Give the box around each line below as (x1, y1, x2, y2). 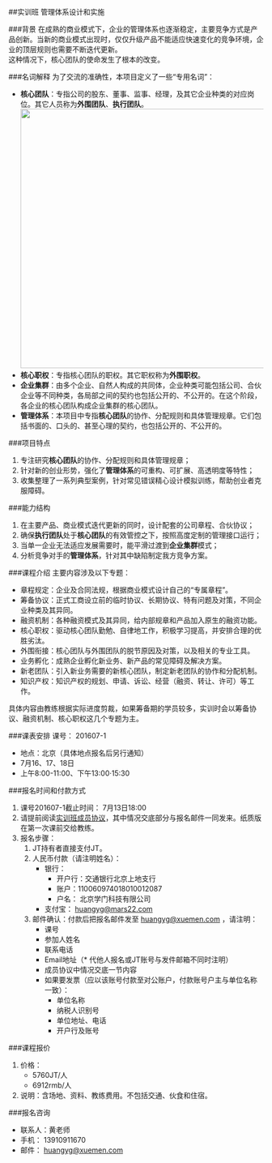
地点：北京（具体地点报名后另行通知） (19, 748, 148, 758)
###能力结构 (8, 503, 51, 512)
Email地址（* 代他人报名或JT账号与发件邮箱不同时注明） (44, 955, 233, 964)
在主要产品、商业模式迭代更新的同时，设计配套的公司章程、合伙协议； (19, 520, 255, 529)
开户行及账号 (56, 1026, 100, 1035)
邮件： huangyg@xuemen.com (19, 1145, 124, 1155)
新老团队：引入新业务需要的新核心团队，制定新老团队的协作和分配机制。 (19, 666, 261, 675)
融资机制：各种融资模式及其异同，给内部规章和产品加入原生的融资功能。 (19, 615, 261, 625)
